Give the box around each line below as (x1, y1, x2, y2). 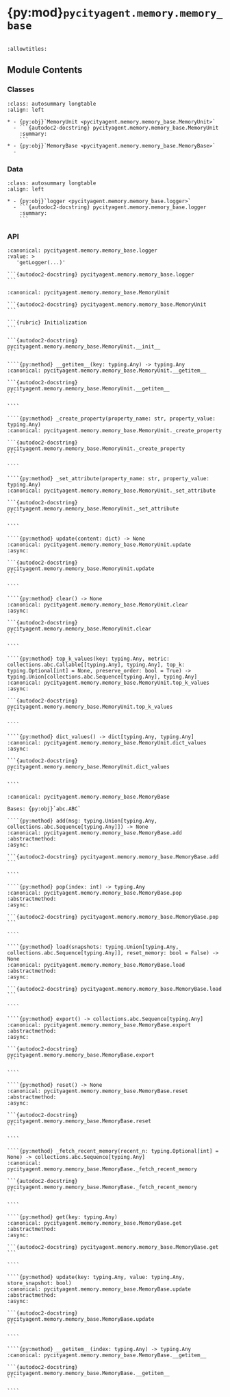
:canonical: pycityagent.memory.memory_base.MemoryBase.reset (7, 1088, 188, 1095)
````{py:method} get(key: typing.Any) (7, 1214, 118, 1221)
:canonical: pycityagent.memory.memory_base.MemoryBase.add (7, 830, 183, 836)
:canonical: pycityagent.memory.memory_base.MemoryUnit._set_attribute (7, 487, 216, 495)
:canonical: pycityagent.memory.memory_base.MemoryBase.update (7, 1286, 192, 1293)
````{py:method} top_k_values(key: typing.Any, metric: (7, 655, 170, 663)
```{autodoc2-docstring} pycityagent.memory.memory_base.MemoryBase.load (7, 986, 222, 993)
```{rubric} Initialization (7, 319, 88, 327)
